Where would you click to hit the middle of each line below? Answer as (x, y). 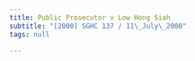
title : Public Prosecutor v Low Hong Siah (90, 17)
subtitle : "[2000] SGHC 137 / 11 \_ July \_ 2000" (98, 26)
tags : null (30, 34)
